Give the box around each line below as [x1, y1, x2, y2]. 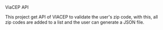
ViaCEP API [5, 4, 29, 10]
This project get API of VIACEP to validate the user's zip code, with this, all [5, 14, 158, 19]
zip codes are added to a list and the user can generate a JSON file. [5, 19, 145, 25]
